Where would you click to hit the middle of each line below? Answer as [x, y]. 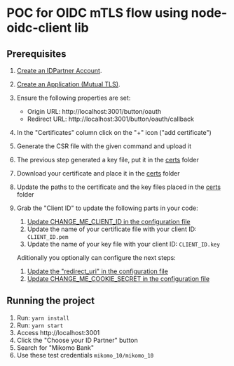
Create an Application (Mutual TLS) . [68, 84]
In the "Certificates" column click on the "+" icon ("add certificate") [114, 132]
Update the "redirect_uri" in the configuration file [98, 271]
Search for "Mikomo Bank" [55, 347]
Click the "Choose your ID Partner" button [77, 340]
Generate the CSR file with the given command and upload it [104, 146]
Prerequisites [36, 54]
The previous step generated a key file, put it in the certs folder [108, 160]
